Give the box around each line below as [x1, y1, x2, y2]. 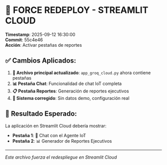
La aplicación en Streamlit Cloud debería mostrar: [5, 123, 107, 129]
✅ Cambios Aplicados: [5, 57, 77, 65]
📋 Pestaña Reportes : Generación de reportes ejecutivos [12, 88, 129, 94]
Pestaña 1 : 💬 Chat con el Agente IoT [12, 132, 86, 138]
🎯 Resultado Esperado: [5, 109, 77, 118]
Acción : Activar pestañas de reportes [5, 42, 82, 48]
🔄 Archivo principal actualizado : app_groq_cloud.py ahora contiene [12, 70, 151, 76]
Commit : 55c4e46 [5, 37, 43, 43]
